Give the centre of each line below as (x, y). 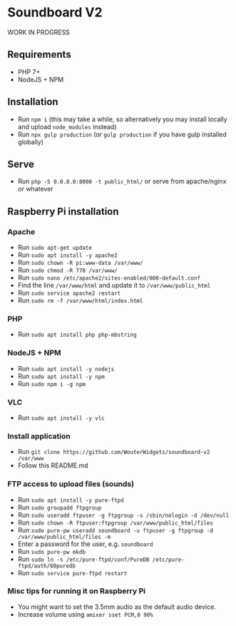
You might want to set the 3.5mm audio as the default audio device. (117, 607)
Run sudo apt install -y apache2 (67, 255)
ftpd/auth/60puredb (47, 566)
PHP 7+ (29, 71)
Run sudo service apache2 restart (69, 293)
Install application (39, 436)
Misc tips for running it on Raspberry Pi (77, 591)
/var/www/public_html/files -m (64, 537)
